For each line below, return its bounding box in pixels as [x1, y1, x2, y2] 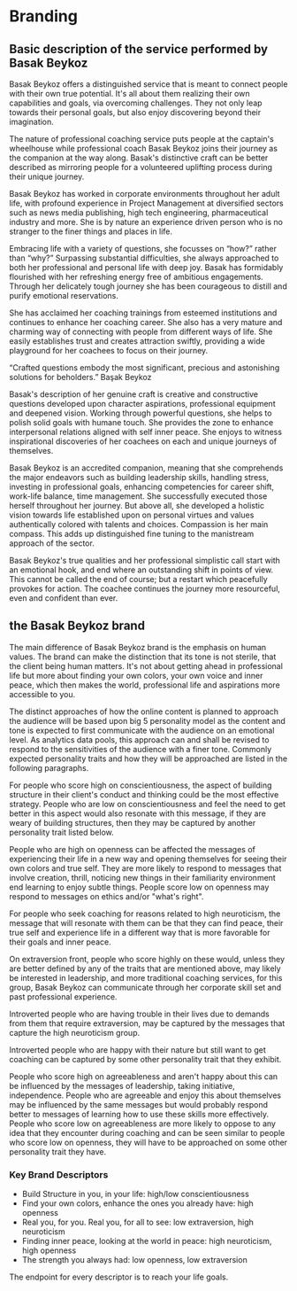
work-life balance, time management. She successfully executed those [9, 491, 268, 502]
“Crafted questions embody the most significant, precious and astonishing [9, 362, 280, 373]
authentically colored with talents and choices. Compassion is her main [9, 519, 269, 529]
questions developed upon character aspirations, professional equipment [9, 399, 276, 408]
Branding [9, 6, 78, 27]
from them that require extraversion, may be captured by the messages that [9, 1017, 286, 1029]
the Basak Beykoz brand [9, 618, 146, 634]
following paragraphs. [9, 762, 89, 773]
